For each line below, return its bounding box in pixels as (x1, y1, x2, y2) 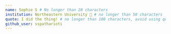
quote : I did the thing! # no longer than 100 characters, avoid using (5, 16, 160, 21)
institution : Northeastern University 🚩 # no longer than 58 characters (5, 12, 163, 17)
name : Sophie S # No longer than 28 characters (5, 7, 108, 12)
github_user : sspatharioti (5, 21, 63, 26)
